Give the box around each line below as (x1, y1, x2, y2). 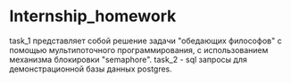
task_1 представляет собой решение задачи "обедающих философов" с (9, 35, 283, 46)
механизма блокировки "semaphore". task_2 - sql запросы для (9, 54, 247, 64)
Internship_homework (9, 6, 177, 26)
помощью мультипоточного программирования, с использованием (9, 44, 269, 55)
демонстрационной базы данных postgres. (9, 64, 172, 74)
